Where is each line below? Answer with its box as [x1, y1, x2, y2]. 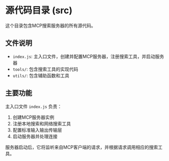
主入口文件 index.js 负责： [5, 103, 62, 110]
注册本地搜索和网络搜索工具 [12, 120, 71, 126]
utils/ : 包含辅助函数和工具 [12, 72, 70, 78]
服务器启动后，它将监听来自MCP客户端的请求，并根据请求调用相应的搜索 [5, 144, 158, 150]
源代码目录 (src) [5, 5, 73, 16]
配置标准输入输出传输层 [12, 127, 62, 133]
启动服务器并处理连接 [12, 133, 58, 139]
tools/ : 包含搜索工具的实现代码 [12, 66, 78, 72]
